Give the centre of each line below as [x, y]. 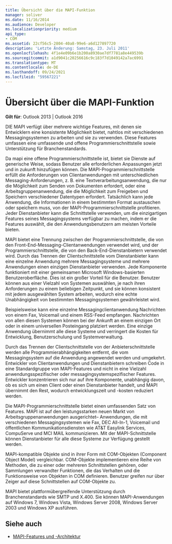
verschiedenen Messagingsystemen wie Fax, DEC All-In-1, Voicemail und [83, 422]
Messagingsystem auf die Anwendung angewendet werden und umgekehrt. [85, 357]
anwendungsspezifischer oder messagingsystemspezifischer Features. [81, 374]
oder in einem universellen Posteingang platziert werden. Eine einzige [79, 326]
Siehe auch [24, 524]
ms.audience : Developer [31, 24]
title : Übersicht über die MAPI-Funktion [50, 10]
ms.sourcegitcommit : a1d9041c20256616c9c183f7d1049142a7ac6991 [74, 58]
